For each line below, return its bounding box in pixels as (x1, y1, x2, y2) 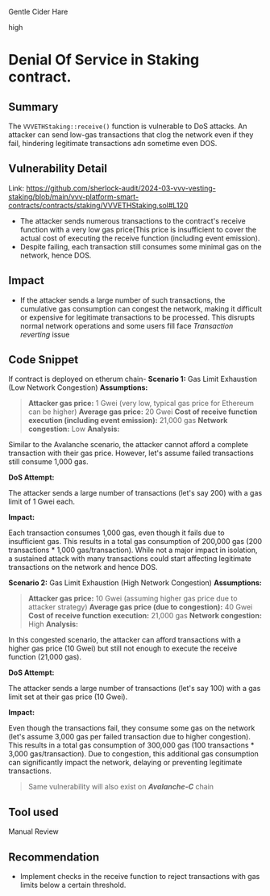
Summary (8, 100, 59, 114)
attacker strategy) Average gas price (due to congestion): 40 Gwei (27, 602, 253, 612)
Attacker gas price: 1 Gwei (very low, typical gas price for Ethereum (27, 399, 254, 408)
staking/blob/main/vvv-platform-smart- (8, 191, 139, 201)
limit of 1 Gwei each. (8, 496, 75, 507)
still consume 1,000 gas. (8, 457, 89, 467)
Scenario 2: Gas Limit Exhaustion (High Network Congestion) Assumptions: (8, 578, 262, 588)
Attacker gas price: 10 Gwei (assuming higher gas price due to (27, 593, 238, 604)
